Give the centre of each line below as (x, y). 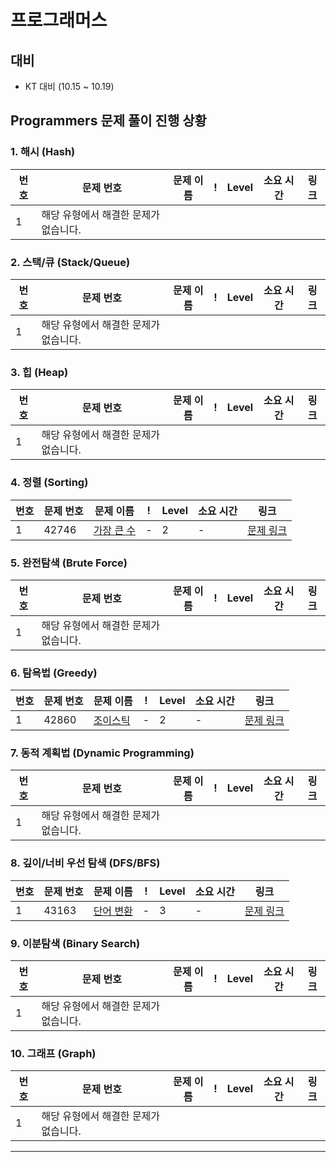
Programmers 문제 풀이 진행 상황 (108, 121)
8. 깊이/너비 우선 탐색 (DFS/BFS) (85, 863)
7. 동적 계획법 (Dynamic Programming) (102, 753)
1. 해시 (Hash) (43, 152)
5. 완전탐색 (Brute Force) (69, 563)
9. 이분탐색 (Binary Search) (75, 943)
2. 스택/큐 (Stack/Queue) (70, 262)
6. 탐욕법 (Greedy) (54, 673)
